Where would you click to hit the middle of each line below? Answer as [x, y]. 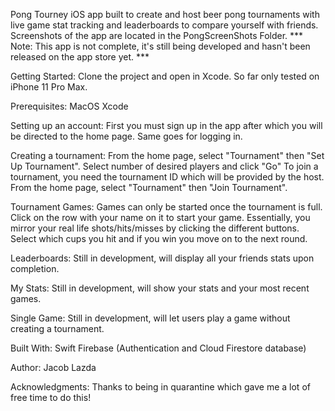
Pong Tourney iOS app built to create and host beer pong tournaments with [165, 14]
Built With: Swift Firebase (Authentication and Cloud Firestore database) [158, 348]
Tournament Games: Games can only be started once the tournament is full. [166, 207]
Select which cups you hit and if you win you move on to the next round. [159, 238]
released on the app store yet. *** [80, 57]
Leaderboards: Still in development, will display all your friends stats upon [162, 258]
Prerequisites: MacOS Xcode [69, 106]
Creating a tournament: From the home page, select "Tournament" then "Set [167, 155]
